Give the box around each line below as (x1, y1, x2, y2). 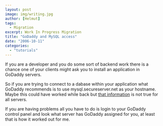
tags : (5, 20, 16, 26)
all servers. (5, 96, 28, 102)
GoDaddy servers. (5, 72, 42, 77)
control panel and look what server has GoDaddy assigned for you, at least (5, 111, 155, 117)
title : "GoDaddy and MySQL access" (5, 35, 77, 39)
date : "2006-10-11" (5, 39, 45, 44)
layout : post (5, 7, 32, 12)
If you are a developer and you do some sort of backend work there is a (5, 61, 149, 67)
